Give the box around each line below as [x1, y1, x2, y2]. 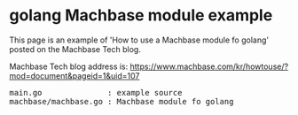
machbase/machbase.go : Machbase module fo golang [9, 96, 234, 106]
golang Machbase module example [9, 5, 273, 26]
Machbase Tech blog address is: [9, 61, 129, 72]
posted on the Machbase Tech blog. [9, 43, 142, 54]
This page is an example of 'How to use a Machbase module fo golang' [9, 34, 269, 45]
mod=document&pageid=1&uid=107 [9, 70, 140, 80]
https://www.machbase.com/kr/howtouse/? [129, 61, 289, 72]
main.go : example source [9, 88, 183, 97]
